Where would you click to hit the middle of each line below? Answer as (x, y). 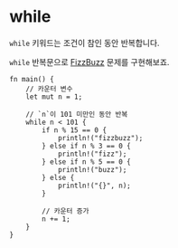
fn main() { (32, 79)
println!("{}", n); (94, 186)
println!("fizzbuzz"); (100, 138)
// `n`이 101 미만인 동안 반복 (77, 114)
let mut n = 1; (54, 97)
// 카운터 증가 (66, 211)
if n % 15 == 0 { (74, 130)
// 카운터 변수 (49, 89)
